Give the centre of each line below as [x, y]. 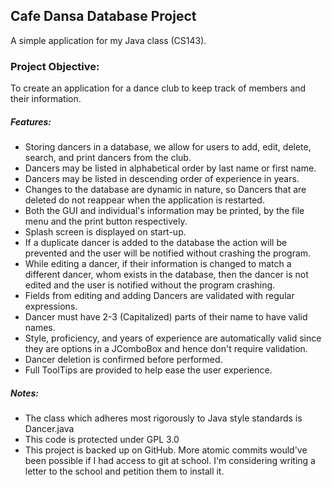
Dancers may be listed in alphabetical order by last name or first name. [170, 168]
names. [40, 328]
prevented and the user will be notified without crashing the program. [168, 253]
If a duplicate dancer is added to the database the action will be [156, 243]
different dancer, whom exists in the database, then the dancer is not [166, 275]
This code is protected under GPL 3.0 [102, 440]
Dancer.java [49, 429]
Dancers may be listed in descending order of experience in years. [162, 179]
